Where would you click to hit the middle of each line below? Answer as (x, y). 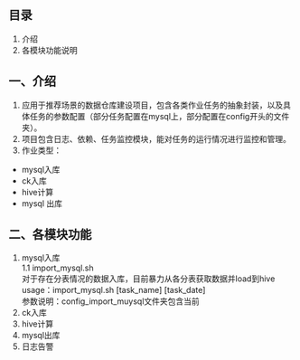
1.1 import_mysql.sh (57, 268)
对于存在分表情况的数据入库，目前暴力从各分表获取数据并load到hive (148, 279)
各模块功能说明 (49, 50)
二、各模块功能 (50, 235)
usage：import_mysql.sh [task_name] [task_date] (113, 290)
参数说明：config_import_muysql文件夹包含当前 (110, 301)
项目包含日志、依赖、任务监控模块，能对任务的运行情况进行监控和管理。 (156, 138)
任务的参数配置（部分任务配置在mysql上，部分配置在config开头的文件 (159, 116)
